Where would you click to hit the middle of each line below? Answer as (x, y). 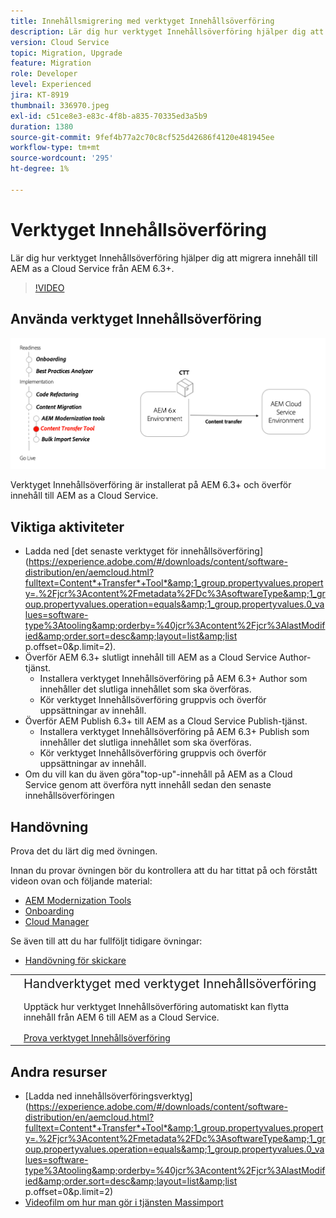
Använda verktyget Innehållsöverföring (136, 319)
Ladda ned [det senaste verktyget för (101, 551)
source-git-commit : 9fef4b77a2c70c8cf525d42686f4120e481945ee (142, 137)
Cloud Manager (57, 921)
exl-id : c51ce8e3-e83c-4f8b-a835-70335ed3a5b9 (109, 116)
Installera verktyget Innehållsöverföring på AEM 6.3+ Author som (173, 679)
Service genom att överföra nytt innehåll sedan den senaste (148, 785)
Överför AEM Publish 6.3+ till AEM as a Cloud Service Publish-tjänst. (166, 721)
